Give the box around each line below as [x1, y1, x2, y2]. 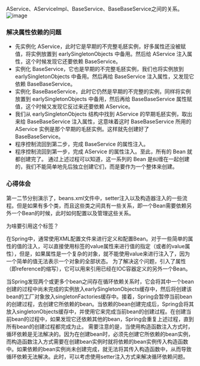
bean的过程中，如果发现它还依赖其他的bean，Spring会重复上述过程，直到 [11, 315, 195, 323]
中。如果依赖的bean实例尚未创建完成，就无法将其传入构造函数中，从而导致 [6, 345, 192, 353]
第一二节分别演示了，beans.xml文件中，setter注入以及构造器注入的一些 [6, 194, 183, 201]
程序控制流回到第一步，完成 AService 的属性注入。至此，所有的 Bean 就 [14, 148, 193, 155]
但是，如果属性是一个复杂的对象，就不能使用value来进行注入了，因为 [19, 250, 190, 257]
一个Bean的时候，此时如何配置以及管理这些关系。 [11, 209, 135, 216]
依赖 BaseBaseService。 [14, 81, 76, 88]
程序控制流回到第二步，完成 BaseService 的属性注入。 [14, 141, 149, 148]
